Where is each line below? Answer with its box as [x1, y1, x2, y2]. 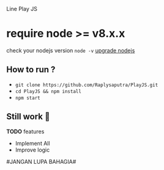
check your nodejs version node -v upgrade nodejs [6, 46, 135, 54]
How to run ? [6, 64, 56, 75]
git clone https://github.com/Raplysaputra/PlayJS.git [15, 82, 158, 88]
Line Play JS [6, 6, 38, 12]
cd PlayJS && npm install [15, 88, 81, 94]
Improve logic [15, 146, 50, 153]
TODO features [6, 128, 45, 135]
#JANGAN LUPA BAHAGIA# [6, 158, 76, 165]
